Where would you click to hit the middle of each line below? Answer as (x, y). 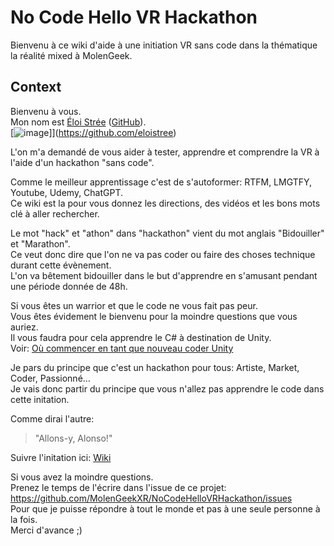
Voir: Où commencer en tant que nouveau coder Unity (122, 348)
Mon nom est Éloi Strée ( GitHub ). (78, 122)
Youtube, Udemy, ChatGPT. (67, 192)
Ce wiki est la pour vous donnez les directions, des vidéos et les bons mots (165, 203)
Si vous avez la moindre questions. (82, 477)
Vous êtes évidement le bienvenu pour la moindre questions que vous (154, 316)
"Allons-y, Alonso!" (73, 438)
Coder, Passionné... (50, 378)
